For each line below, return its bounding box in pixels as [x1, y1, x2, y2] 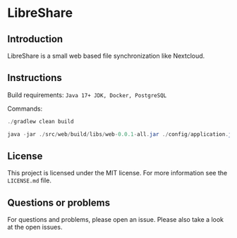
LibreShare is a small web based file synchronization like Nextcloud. [7, 51, 205, 60]
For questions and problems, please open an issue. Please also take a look [7, 215, 224, 224]
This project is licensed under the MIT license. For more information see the [7, 169, 228, 177]
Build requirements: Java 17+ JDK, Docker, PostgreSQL [7, 90, 167, 99]
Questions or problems [7, 196, 111, 208]
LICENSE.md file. [7, 176, 51, 184]
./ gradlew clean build [7, 118, 74, 125]
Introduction [7, 33, 63, 45]
